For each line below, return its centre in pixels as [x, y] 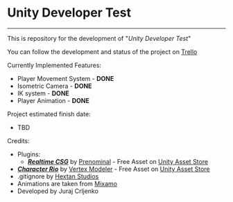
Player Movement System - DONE [66, 78]
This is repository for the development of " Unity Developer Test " [99, 38]
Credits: [18, 140]
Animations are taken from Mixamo [67, 183]
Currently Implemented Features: [54, 65]
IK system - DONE [43, 93]
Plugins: [29, 154]
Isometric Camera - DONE [54, 86]
